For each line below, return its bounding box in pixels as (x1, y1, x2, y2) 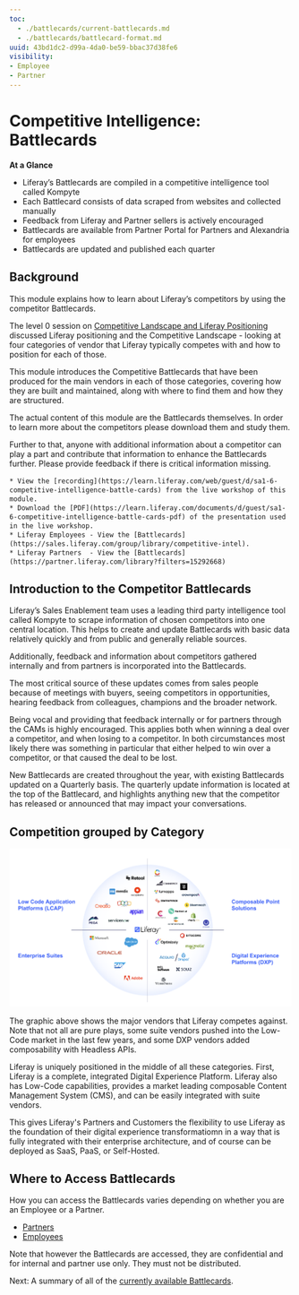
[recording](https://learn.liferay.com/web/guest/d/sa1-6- (53, 476, 278, 486)
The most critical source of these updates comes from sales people (9, 678, 259, 689)
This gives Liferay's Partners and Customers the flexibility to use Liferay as (9, 1117, 286, 1127)
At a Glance (9, 160, 54, 170)
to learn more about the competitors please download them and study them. (9, 421, 291, 432)
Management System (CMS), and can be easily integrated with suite (9, 1090, 261, 1101)
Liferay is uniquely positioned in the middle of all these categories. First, (9, 1061, 275, 1072)
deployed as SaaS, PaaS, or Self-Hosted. (9, 1145, 160, 1156)
